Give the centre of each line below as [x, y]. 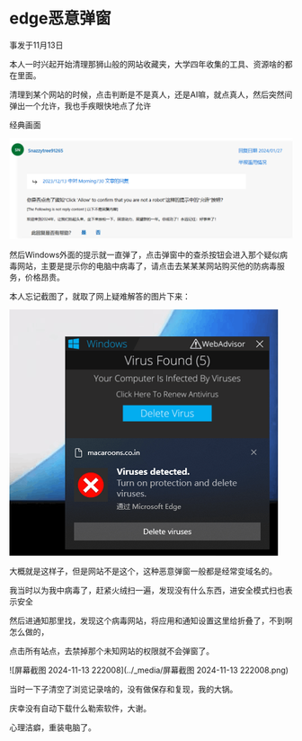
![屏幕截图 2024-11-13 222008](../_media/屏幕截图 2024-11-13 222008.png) [149, 670]
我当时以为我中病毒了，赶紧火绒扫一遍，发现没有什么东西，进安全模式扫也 [147, 590]
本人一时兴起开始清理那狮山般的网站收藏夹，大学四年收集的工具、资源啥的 [147, 64]
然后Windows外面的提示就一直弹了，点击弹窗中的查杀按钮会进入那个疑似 [145, 254]
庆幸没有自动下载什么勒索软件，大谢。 [80, 708]
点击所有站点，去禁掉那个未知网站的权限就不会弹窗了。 [111, 651]
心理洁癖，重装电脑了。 [53, 727]
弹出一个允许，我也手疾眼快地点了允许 [80, 105]
